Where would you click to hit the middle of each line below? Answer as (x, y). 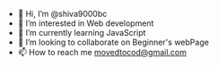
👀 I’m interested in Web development (86, 23)
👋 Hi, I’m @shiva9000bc (62, 14)
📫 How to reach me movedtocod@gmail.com (102, 52)
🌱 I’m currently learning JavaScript (82, 33)
